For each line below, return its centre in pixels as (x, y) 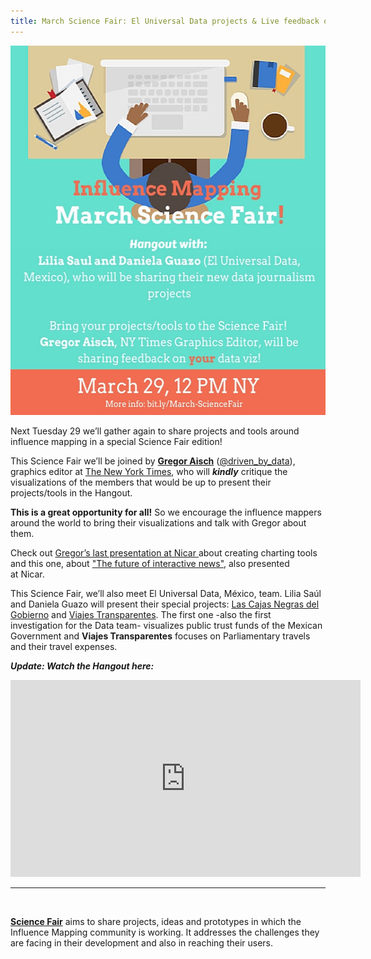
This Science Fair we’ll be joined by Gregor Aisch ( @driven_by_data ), (153, 461)
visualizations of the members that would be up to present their (141, 482)
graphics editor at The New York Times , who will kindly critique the (149, 471)
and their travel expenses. (64, 646)
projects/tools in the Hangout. (71, 492)
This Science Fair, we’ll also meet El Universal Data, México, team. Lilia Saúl (166, 593)
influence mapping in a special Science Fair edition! (116, 441)
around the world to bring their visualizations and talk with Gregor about (158, 522)
